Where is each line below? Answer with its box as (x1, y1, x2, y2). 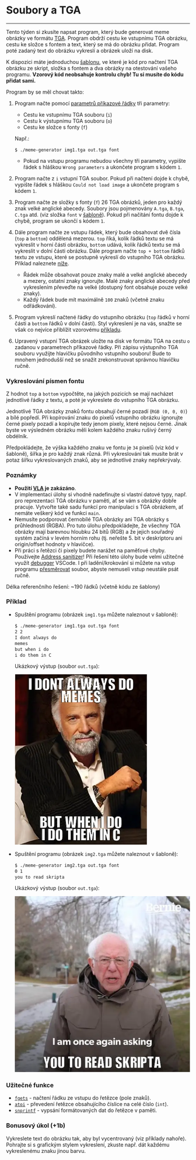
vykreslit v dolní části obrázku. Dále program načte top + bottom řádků (14, 247, 185, 254)
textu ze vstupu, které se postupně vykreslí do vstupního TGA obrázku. (14, 253, 185, 261)
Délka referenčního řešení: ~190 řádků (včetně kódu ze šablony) (6, 583, 160, 590)
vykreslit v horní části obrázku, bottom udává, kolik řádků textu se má (14, 241, 181, 248)
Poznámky (6, 471, 37, 479)
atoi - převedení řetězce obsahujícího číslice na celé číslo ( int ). (14, 1101, 169, 1108)
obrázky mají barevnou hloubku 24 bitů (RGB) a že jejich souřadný (14, 528, 174, 535)
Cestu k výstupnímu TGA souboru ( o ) (23, 117, 113, 124)
